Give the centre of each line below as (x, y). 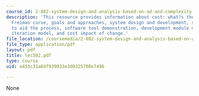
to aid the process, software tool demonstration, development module (100, 28)
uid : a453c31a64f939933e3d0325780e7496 (55, 66)
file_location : (25, 39)
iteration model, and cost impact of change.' (70, 34)
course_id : (20, 11)
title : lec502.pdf (29, 55)
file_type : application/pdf (41, 45)
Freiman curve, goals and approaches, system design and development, (100, 22)
